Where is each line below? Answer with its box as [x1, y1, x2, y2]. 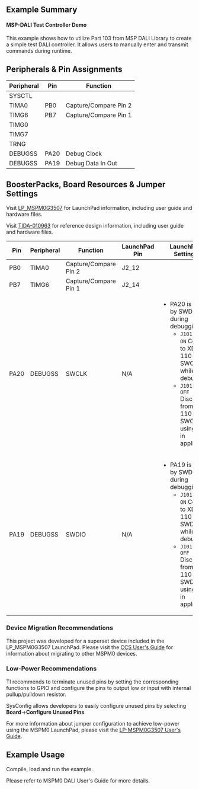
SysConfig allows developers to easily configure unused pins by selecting [6, 702, 187, 709]
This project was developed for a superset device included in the [6, 637, 165, 644]
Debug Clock [66, 149, 102, 158]
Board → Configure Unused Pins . [6, 708, 86, 715]
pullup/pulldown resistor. [6, 691, 67, 698]
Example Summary [6, 5, 78, 15]
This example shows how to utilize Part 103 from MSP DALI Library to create [6, 34, 192, 41]
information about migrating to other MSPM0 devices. [6, 650, 137, 657]
